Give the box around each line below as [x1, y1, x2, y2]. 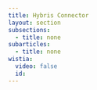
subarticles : [8, 41, 51, 49]
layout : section [8, 19, 61, 27]
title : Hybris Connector [8, 11, 89, 20]
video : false [15, 63, 58, 70]
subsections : [8, 26, 51, 34]
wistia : [8, 56, 34, 63]
